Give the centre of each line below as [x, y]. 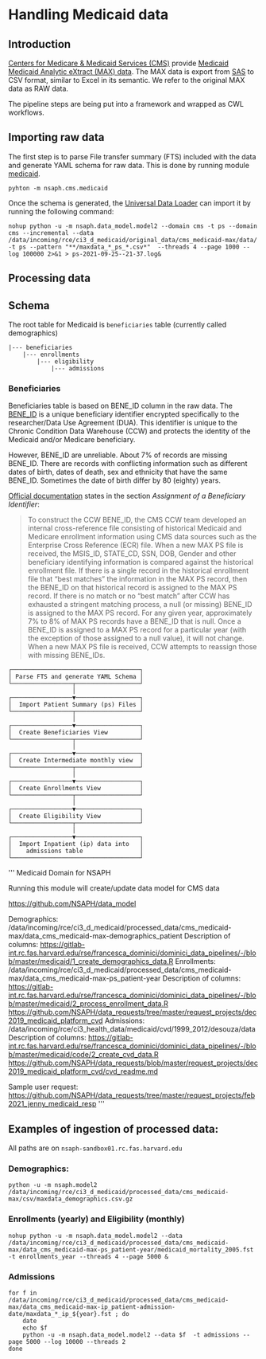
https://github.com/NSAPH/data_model [72, 904]
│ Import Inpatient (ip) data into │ [76, 844]
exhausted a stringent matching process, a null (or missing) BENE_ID [140, 605]
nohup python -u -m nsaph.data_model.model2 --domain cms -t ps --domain [133, 226]
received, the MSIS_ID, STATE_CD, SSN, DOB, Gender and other [132, 554]
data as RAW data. [39, 88]
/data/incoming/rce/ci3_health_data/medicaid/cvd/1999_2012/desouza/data [132, 1029]
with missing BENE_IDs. [66, 656]
